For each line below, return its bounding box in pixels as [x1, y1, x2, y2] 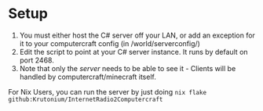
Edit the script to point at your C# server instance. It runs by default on [19, 47, 249, 56]
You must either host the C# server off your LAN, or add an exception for [19, 30, 255, 40]
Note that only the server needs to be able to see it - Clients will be [19, 63, 236, 73]
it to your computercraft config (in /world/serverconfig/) [19, 38, 200, 48]
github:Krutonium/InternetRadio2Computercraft [8, 95, 163, 103]
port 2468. [19, 55, 55, 65]
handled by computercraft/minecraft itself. [19, 72, 157, 81]
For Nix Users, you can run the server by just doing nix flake [8, 87, 206, 96]
